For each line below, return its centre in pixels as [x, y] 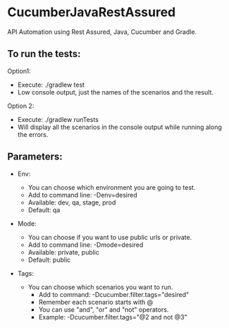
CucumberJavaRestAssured [92, 12]
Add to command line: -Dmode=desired [86, 245]
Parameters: [35, 157]
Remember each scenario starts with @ [96, 302]
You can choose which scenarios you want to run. [100, 287]
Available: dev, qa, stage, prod [72, 202]
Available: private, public [64, 252]
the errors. [33, 134]
